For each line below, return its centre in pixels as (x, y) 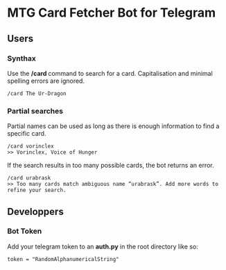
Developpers (35, 211)
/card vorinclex (31, 146)
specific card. (27, 134)
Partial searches (35, 111)
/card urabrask (29, 178)
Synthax (21, 58)
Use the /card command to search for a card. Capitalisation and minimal (110, 73)
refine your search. (37, 190)
